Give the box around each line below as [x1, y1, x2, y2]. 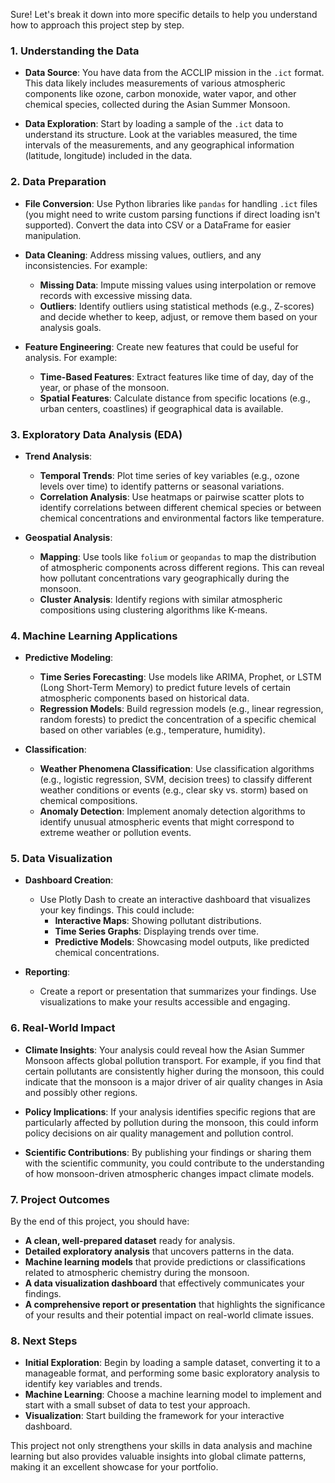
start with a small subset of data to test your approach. [24, 1399, 251, 1411]
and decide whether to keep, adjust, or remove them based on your [39, 310, 318, 323]
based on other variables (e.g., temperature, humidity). [39, 724, 266, 736]
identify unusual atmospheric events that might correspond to [39, 816, 295, 828]
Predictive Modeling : [24, 652, 114, 664]
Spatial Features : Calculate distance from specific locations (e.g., [39, 392, 311, 404]
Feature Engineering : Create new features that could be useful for [24, 340, 299, 353]
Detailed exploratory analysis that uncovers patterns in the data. [24, 1245, 295, 1258]
